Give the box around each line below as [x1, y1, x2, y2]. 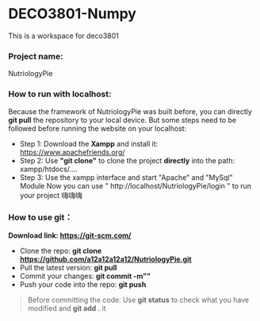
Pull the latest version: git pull [19, 262, 117, 272]
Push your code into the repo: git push [19, 279, 147, 289]
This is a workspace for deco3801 [8, 31, 119, 40]
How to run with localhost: [8, 89, 112, 100]
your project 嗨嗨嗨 [19, 190, 83, 200]
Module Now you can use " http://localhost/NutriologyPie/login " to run [19, 181, 252, 190]
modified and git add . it [27, 303, 107, 313]
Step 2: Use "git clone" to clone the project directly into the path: [19, 155, 235, 165]
